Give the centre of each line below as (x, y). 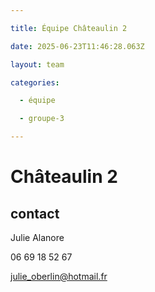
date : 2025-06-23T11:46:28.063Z (77, 46)
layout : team (37, 64)
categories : (35, 82)
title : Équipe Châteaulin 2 (69, 28)
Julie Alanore (37, 237)
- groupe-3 (42, 119)
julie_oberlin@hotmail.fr (59, 276)
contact (35, 213)
